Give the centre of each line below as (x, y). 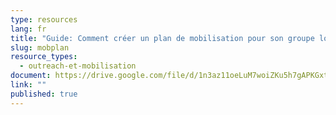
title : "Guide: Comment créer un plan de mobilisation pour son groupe (162, 38)
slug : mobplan (40, 47)
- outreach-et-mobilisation (78, 66)
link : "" (28, 85)
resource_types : (44, 57)
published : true (44, 94)
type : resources (44, 19)
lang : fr (28, 29)
